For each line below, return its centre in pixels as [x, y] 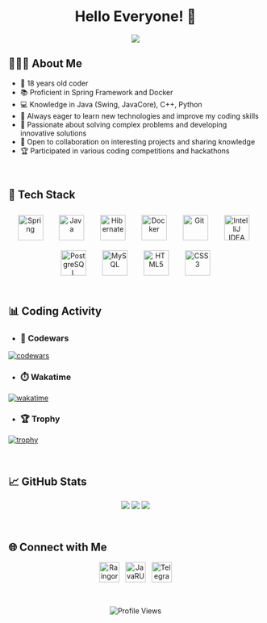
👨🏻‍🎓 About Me [45, 64]
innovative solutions [53, 133]
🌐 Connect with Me [58, 548]
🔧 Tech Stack [42, 195]
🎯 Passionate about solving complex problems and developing [123, 124]
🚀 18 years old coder [54, 83]
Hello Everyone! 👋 [136, 17]
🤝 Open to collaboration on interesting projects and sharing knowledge [138, 141]
